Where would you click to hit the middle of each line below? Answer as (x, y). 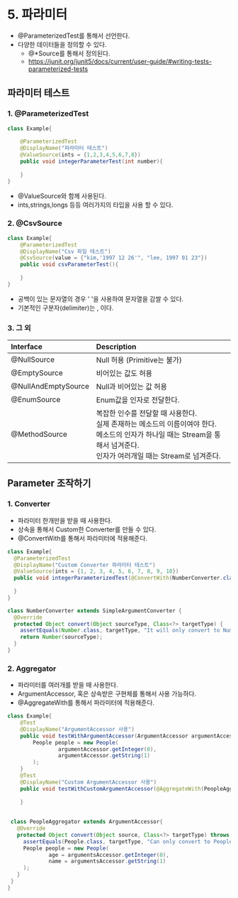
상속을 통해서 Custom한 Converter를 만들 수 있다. (87, 529)
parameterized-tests (58, 69)
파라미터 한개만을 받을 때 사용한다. (65, 520)
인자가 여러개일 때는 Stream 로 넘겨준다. (158, 456)
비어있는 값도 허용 (124, 374)
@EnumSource (36, 400)
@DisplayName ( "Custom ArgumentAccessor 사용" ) (89, 782)
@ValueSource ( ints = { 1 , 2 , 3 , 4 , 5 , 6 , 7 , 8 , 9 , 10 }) (96, 572)
